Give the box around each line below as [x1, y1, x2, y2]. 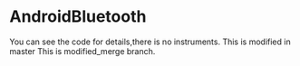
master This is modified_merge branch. [9, 45, 156, 56]
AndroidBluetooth [9, 6, 147, 27]
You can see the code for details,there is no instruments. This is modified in [9, 36, 292, 47]
